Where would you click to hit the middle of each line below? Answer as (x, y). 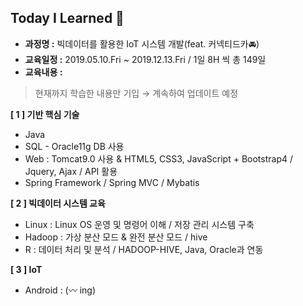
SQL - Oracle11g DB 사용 (74, 146)
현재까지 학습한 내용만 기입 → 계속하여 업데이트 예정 (136, 93)
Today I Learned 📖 (67, 18)
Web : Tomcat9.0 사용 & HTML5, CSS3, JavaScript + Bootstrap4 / (158, 158)
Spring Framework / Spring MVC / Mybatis (112, 182)
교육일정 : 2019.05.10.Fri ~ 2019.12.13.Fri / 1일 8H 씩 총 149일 (145, 59)
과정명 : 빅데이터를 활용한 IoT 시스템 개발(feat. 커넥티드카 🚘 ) (142, 43)
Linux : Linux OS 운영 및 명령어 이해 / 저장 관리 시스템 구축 (139, 224)
